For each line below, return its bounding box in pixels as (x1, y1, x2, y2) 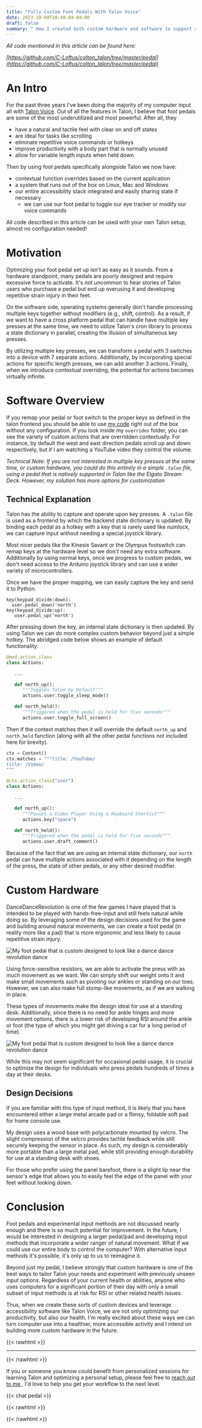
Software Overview (6, 394, 105, 408)
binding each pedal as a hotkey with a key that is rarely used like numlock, (6, 523, 191, 530)
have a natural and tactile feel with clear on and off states (14, 126, 158, 133)
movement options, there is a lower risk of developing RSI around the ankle (6, 1015, 192, 1023)
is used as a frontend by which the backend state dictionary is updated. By (6, 516, 191, 524)
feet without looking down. (6, 1179, 73, 1186)
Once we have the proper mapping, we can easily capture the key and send (6, 579, 194, 586)
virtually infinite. (6, 373, 46, 380)
